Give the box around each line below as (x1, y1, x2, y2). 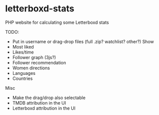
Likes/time (12, 49, 34, 55)
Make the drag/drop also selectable (12, 95, 86, 101)
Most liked (12, 44, 34, 50)
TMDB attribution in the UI (12, 100, 66, 106)
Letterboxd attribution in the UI (12, 105, 76, 111)
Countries (12, 75, 33, 81)
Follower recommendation (12, 59, 66, 65)
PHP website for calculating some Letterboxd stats (5, 19, 109, 25)
